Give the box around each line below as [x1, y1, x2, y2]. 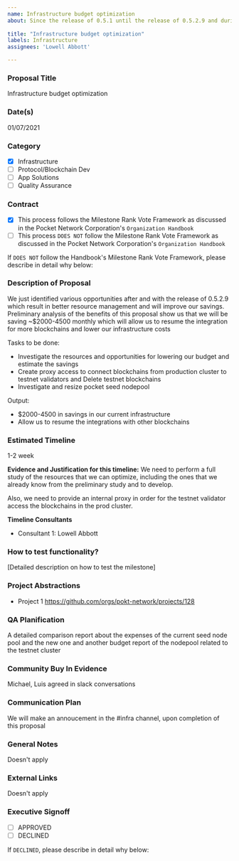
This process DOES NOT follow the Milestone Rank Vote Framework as [17, 231, 219, 240]
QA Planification [7, 614, 65, 624]
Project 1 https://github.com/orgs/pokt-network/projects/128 [17, 597, 196, 605]
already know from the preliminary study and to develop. [7, 481, 174, 489]
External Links [7, 773, 58, 783]
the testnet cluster [7, 646, 61, 655]
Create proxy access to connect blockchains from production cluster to [17, 367, 227, 375]
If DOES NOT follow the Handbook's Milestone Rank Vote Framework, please [7, 253, 226, 262]
